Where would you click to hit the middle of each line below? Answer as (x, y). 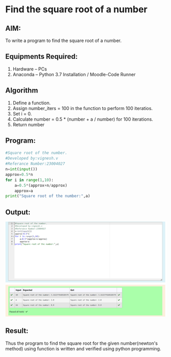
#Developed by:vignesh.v (32, 159)
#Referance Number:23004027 (35, 164)
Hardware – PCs (30, 69)
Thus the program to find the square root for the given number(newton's (82, 343)
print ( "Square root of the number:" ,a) (48, 196)
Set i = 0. (22, 114)
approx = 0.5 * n (19, 174)
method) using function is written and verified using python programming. (83, 348)
